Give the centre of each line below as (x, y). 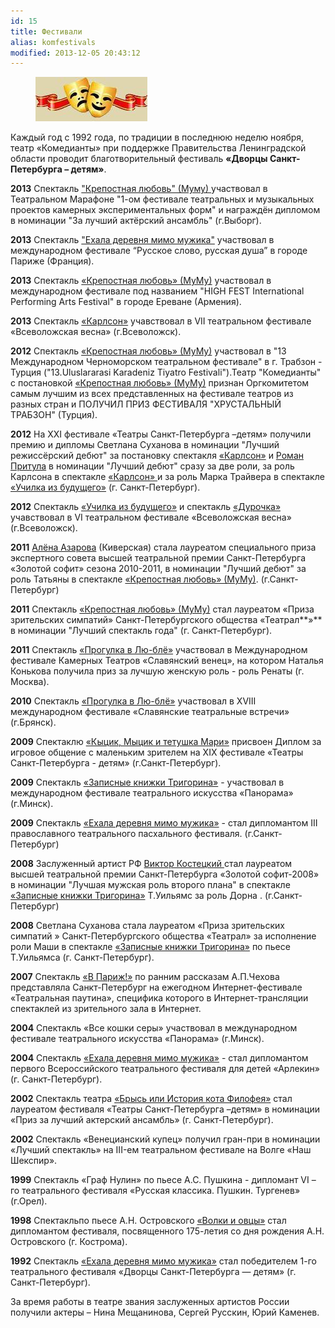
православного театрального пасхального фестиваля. (126, 834)
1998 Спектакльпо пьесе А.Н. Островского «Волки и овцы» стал (148, 1221)
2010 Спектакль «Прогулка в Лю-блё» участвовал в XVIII (133, 701)
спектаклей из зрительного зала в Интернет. (106, 1009)
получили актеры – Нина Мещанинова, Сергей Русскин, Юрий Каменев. (165, 1312)
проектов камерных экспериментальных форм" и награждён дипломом (165, 210)
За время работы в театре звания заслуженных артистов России (150, 1302)
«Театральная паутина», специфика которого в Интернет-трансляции (159, 998)
